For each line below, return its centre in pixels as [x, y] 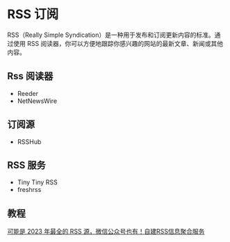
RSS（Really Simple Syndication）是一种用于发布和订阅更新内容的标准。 [111, 35]
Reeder [27, 93]
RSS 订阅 [33, 14]
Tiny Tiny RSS [37, 182]
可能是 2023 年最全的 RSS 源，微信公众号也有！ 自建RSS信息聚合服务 [106, 232]
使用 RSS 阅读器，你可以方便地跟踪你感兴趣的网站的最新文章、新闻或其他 [118, 43]
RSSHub [29, 142]
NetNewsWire [37, 101]
